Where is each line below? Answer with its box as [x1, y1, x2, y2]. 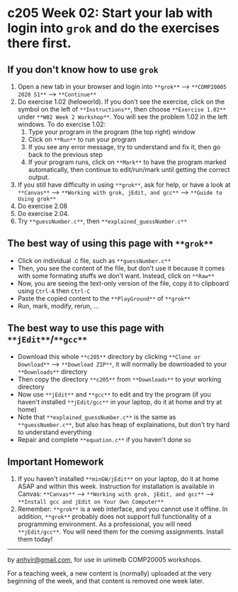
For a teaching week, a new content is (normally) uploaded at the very [7, 569, 212, 578]
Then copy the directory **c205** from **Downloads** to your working [17, 375, 222, 383]
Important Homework [7, 456, 104, 468]
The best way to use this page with [7, 322, 164, 335]
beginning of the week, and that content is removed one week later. [7, 577, 204, 586]
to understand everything [17, 428, 92, 436]
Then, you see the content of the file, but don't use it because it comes [17, 264, 225, 272]
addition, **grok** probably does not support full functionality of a [17, 512, 212, 521]
